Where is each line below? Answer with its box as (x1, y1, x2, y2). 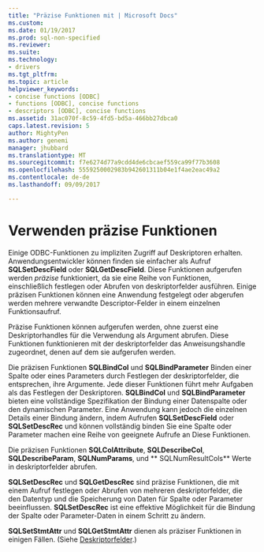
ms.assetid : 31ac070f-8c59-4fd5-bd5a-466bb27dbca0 (8, 115, 178, 123)
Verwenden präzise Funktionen (8, 221, 218, 240)
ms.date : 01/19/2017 (8, 26, 76, 34)
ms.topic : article (8, 78, 69, 85)
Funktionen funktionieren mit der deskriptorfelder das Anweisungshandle (8, 338, 246, 348)
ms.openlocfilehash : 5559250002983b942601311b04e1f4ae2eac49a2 (8, 166, 221, 174)
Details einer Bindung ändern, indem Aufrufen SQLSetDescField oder (8, 413, 235, 422)
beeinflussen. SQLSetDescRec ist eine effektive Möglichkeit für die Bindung (8, 502, 255, 512)
